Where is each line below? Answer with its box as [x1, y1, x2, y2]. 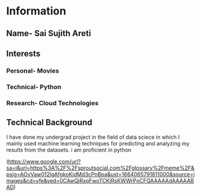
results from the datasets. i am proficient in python [6, 146, 132, 153]
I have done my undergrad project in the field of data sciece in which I [6, 133, 180, 141]
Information [6, 4, 66, 18]
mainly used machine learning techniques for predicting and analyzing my [6, 139, 190, 147]
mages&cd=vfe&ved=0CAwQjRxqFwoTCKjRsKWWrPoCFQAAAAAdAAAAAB [6, 177, 194, 184]
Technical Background [6, 117, 93, 127]
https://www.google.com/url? [8, 158, 81, 165]
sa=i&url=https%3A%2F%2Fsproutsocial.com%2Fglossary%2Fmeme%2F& [6, 164, 195, 171]
